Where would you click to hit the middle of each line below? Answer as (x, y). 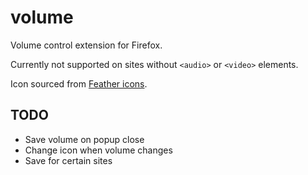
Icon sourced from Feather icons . (79, 83)
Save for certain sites (68, 160)
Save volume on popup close (84, 139)
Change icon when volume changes (98, 150)
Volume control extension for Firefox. (86, 45)
